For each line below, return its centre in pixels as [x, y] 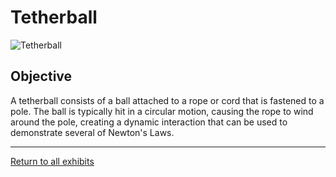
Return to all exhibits [52, 161]
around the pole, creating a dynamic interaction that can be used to [149, 122]
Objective [41, 76]
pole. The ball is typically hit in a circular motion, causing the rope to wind [162, 111]
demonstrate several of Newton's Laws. [92, 132]
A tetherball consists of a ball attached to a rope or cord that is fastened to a [167, 100]
